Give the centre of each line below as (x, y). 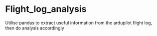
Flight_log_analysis (46, 9)
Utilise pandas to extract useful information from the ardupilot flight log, (79, 23)
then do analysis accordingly (35, 28)
